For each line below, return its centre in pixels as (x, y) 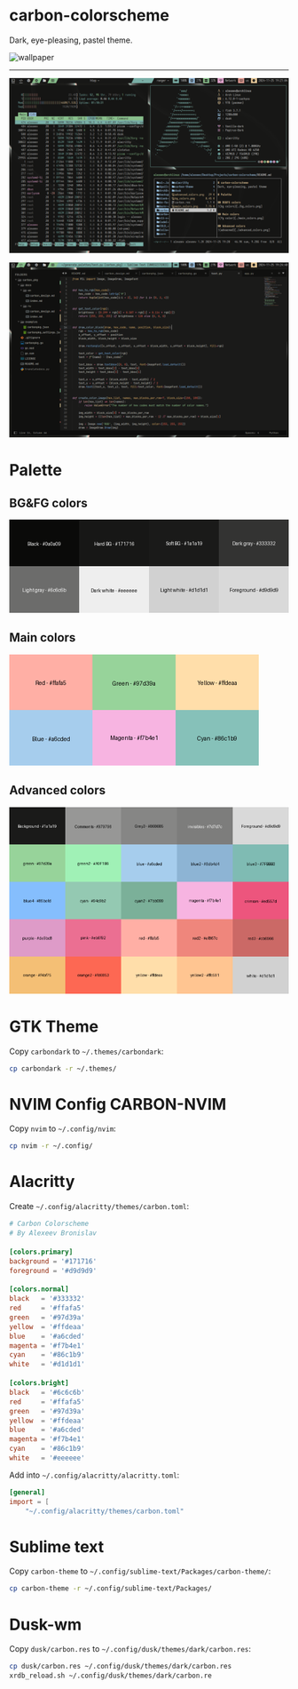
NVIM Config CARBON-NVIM (118, 1104)
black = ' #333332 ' (47, 1299)
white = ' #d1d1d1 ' (47, 1365)
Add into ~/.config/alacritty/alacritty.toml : (94, 1475)
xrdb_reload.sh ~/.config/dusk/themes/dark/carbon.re (111, 1676)
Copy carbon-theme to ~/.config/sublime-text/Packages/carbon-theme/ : (140, 1571)
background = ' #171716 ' (53, 1261)
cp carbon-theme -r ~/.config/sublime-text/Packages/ (111, 1589)
